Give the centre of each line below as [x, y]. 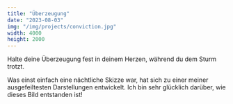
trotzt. [16, 67]
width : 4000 [24, 33]
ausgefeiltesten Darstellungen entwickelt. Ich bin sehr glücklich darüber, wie [116, 87]
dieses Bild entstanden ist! [45, 95]
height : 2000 [26, 40]
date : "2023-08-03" [35, 20]
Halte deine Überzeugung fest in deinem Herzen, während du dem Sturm [112, 59]
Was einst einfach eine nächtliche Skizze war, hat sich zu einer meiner [108, 80]
